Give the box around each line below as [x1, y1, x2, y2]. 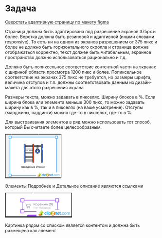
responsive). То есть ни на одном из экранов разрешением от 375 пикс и [5, 39, 157, 44]
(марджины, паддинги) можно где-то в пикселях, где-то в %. [5, 109, 133, 115]
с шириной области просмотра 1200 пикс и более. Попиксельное [5, 69, 142, 75]
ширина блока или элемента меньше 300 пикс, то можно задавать [5, 99, 145, 105]
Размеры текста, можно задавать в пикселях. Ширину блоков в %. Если [5, 94, 156, 100]
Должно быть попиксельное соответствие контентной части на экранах [5, 64, 157, 70]
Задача [5, 3, 36, 14]
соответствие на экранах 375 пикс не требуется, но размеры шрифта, [5, 74, 152, 80]
